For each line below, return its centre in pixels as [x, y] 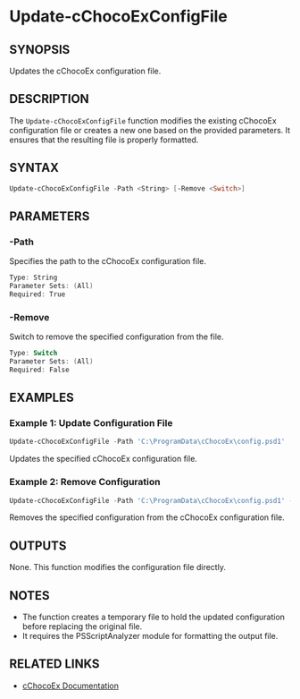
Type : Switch [33, 354]
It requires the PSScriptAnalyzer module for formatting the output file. [150, 636]
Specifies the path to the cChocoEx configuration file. [108, 261]
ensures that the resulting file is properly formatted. [104, 140]
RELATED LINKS [54, 664]
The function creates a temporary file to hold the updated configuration [154, 617]
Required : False [39, 370]
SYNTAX [34, 168]
